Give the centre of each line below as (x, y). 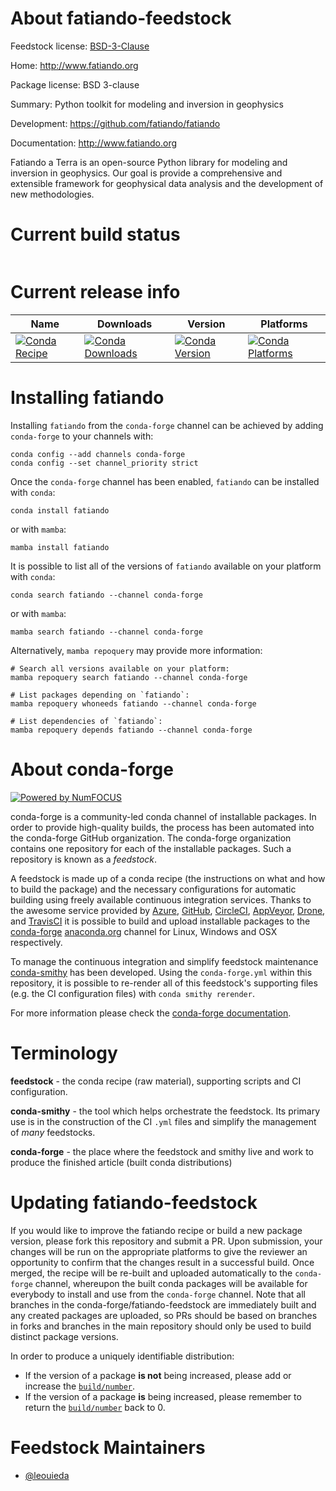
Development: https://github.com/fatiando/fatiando (115, 123)
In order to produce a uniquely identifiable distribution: (122, 1356)
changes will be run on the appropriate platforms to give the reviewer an (159, 1251)
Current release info (95, 292)
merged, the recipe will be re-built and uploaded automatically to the (151, 1273)
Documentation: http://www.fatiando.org (94, 143)
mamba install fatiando (60, 547)
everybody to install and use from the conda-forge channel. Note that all (158, 1294)
